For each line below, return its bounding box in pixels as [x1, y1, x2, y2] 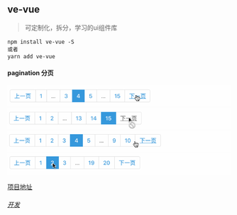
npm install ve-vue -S [7, 38, 75, 45]
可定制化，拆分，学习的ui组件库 [24, 23, 118, 32]
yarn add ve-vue [7, 53, 55, 60]
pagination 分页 [7, 69, 55, 77]
